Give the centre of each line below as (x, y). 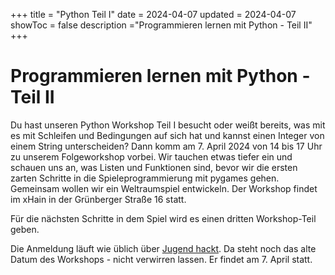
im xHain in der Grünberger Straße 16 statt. (98, 199)
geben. (25, 229)
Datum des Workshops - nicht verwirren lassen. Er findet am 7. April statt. (161, 259)
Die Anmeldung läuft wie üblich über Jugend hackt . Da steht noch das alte (163, 248)
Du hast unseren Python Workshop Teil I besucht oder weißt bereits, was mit (168, 125)
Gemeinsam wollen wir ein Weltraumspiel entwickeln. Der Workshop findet (164, 188)
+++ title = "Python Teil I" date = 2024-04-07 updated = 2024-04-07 (153, 14)
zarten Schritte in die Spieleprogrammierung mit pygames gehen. (145, 178)
